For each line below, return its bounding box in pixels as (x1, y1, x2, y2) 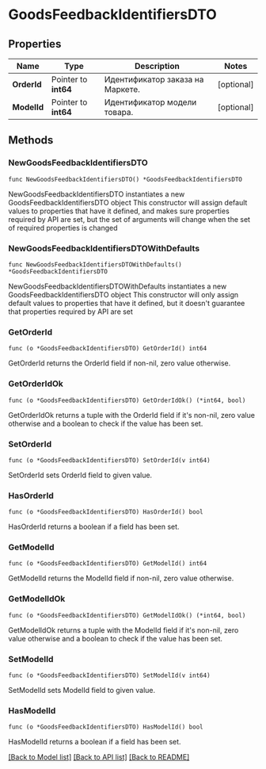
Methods (8, 133, 54, 147)
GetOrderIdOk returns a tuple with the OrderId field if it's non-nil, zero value (8, 410, 256, 419)
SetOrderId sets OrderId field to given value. (8, 470, 153, 480)
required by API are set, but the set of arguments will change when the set (8, 214, 251, 224)
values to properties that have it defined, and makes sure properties (8, 206, 230, 216)
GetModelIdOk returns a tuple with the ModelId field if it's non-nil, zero (8, 625, 239, 635)
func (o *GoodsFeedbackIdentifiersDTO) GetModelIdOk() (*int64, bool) (8, 611, 246, 619)
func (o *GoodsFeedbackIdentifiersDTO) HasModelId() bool (8, 723, 203, 731)
